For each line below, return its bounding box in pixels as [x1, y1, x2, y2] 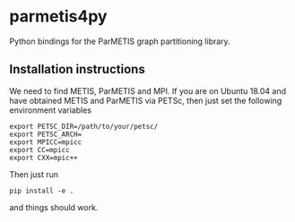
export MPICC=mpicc [9, 137, 82, 147]
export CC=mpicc [9, 145, 70, 154]
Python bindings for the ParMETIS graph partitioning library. [9, 36, 230, 47]
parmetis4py [9, 6, 108, 27]
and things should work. [9, 201, 99, 212]
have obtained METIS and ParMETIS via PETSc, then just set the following [9, 95, 282, 106]
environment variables [9, 105, 92, 115]
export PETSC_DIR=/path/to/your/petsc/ [9, 122, 159, 131]
